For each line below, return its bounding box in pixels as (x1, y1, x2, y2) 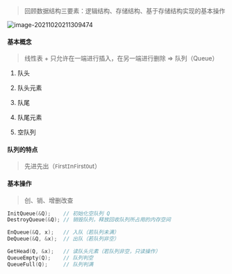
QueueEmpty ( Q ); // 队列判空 (7, 254, 94, 261)
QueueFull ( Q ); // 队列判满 (7, 261, 94, 268)
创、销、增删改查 (24, 196, 74, 204)
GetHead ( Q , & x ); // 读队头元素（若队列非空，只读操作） (7, 248, 161, 255)
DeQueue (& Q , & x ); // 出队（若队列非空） (7, 236, 119, 243)
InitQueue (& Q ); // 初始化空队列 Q (7, 210, 110, 217)
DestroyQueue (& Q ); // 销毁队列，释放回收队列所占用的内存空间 (7, 216, 172, 223)
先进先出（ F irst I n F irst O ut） (24, 162, 101, 170)
